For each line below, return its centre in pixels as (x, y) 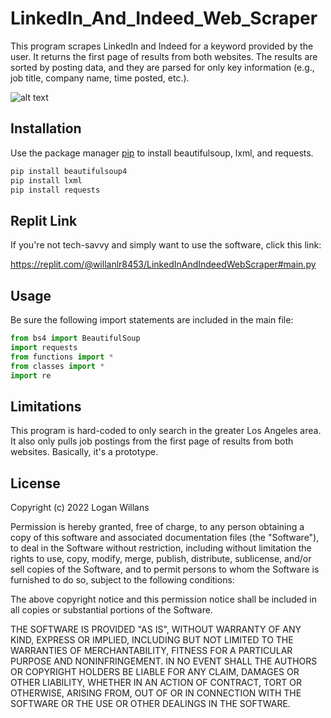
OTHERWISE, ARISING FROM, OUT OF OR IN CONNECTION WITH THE (156, 693)
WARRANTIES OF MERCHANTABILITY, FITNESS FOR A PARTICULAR (151, 650)
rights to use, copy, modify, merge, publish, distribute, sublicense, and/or (161, 558)
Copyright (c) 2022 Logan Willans (80, 507)
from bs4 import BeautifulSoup (75, 338)
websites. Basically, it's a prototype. (84, 452)
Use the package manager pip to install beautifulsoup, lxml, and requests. (162, 153)
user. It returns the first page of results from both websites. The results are (164, 56)
